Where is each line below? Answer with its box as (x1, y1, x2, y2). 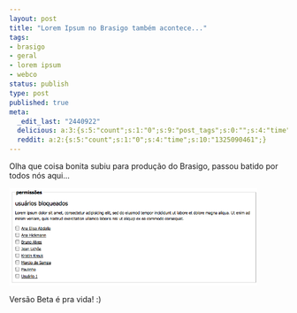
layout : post (9, 14, 57, 23)
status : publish (9, 80, 69, 88)
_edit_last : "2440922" (17, 117, 101, 126)
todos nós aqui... (9, 171, 71, 180)
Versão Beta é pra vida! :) (9, 294, 102, 304)
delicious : (17, 126, 57, 135)
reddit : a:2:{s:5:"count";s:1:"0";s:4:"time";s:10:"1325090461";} (17, 135, 267, 145)
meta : (9, 107, 29, 117)
